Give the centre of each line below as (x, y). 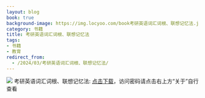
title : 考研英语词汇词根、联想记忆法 (48, 35)
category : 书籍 (25, 29)
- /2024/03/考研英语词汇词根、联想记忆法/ (60, 63)
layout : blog (23, 12)
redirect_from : (26, 57)
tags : (13, 40)
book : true (20, 18)
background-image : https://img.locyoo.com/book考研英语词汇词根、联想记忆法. (101, 23)
